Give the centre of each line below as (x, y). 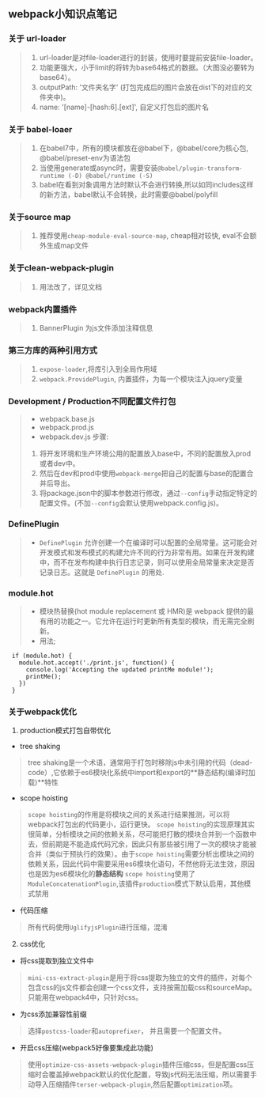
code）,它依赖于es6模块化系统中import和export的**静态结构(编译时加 (141, 773)
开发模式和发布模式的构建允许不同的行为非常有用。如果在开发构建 (147, 552)
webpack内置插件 (43, 309)
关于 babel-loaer (40, 129)
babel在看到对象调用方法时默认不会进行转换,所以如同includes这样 (146, 184)
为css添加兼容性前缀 (53, 1014)
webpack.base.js (67, 419)
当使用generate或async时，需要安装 (98, 168)
